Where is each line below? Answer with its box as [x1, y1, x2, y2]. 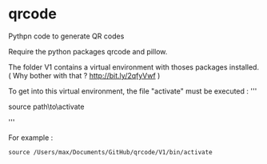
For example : [8, 133, 54, 142]
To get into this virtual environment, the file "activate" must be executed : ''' [8, 86, 257, 96]
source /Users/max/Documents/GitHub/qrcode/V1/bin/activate [8, 148, 213, 156]
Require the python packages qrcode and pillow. [8, 46, 168, 56]
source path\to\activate [8, 102, 85, 111]
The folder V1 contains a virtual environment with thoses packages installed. [8, 62, 260, 72]
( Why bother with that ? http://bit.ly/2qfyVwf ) [8, 70, 161, 80]
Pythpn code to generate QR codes [8, 31, 125, 41]
